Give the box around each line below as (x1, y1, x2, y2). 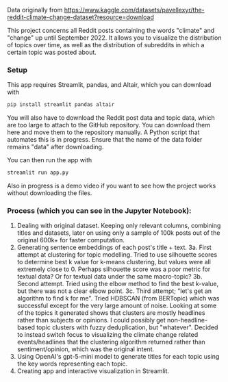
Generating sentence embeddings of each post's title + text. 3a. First (16, 243, 212, 252)
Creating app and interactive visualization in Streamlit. (16, 367, 170, 375)
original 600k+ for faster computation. (16, 236, 125, 244)
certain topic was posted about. (7, 48, 97, 56)
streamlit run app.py (7, 169, 69, 177)
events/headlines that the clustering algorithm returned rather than (16, 338, 205, 346)
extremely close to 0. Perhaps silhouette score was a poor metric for (16, 265, 211, 273)
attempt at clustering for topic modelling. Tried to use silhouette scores (16, 251, 218, 259)
